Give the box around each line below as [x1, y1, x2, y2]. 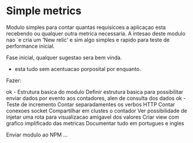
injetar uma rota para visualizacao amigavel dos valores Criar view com [6, 113, 179, 121]
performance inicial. [6, 43, 55, 50]
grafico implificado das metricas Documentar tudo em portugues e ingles [6, 119, 185, 126]
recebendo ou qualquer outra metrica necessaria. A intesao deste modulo [6, 30, 186, 37]
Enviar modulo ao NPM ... [6, 131, 68, 138]
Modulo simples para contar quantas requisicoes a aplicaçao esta [6, 24, 166, 31]
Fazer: [6, 77, 22, 84]
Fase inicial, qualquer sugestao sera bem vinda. [6, 54, 122, 61]
